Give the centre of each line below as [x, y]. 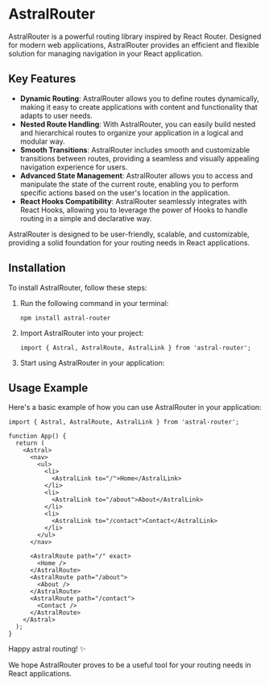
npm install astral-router [65, 318]
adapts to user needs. [56, 115]
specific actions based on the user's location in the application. [125, 192]
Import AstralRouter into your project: [82, 333]
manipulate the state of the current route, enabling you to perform [129, 184]
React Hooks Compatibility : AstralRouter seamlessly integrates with [133, 201]
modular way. [43, 141]
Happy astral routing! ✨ [47, 649]
